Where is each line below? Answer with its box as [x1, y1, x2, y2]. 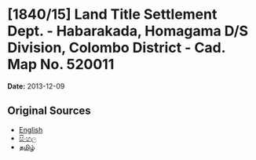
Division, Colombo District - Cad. [7, 39, 225, 56]
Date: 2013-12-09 [7, 81, 65, 91]
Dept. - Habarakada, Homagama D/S [7, 22, 249, 40]
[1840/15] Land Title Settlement [7, 5, 218, 24]
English [18, 125, 43, 134]
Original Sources [7, 104, 91, 118]
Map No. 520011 [7, 56, 115, 74]
